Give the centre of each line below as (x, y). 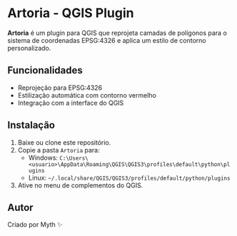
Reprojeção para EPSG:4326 (60, 88)
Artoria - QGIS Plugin (71, 13)
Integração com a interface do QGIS (71, 103)
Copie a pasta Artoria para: (59, 150)
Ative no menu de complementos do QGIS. (80, 185)
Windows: (43, 158)
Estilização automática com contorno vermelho (87, 95)
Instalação (31, 125)
